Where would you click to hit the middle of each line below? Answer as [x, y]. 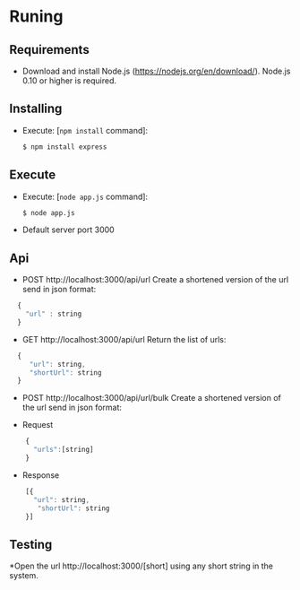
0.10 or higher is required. [69, 81]
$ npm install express [64, 147]
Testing [31, 544]
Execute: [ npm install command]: [85, 130]
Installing [36, 109]
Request [38, 425]
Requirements [49, 50]
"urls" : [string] [63, 450]
